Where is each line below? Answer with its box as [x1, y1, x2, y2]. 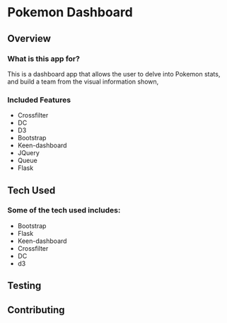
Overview [7, 33, 52, 45]
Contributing [7, 304, 65, 316]
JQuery [17, 149, 40, 157]
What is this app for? [7, 54, 80, 64]
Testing [7, 280, 42, 292]
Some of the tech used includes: [7, 205, 121, 215]
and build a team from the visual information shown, [7, 77, 159, 86]
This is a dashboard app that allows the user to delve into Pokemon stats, [7, 69, 221, 78]
